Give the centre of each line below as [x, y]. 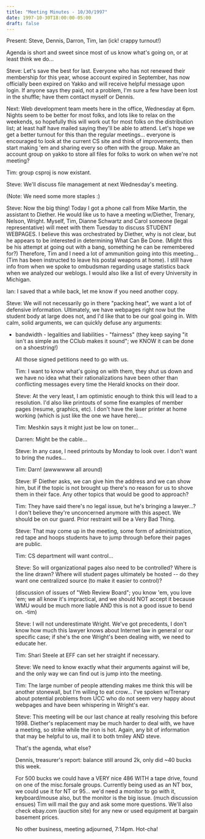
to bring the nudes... [41, 458]
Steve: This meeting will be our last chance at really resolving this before [106, 717]
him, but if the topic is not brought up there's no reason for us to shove [104, 488]
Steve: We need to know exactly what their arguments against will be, [103, 667]
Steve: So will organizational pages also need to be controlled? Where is [106, 568]
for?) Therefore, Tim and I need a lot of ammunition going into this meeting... [102, 254]
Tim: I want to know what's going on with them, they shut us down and [104, 371]
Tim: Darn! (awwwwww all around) [59, 470]
